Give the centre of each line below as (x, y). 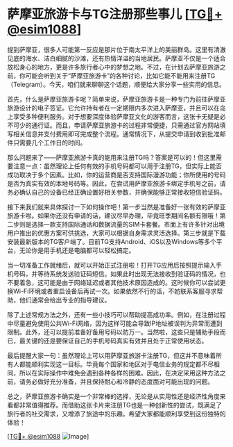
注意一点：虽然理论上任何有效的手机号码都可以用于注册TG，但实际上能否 (118, 166)
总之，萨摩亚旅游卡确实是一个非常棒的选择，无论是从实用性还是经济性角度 (113, 396)
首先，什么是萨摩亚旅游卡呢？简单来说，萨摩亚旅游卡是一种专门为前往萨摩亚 (116, 99)
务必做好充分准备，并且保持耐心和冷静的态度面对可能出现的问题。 (119, 381)
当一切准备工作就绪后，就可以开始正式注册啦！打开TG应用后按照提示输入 (112, 265)
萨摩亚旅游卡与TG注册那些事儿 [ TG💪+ (115, 14)
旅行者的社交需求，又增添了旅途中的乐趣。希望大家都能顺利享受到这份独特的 (116, 414)
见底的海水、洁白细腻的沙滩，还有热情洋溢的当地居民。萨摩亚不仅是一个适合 (116, 58)
